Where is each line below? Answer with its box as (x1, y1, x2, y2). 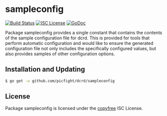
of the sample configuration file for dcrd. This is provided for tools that (5, 35, 150, 41)
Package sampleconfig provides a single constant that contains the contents (5, 29, 163, 35)
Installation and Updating (5, 65, 85, 74)
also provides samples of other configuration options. (5, 51, 115, 57)
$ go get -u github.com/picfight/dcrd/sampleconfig (5, 78, 115, 83)
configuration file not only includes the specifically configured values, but (5, 45, 157, 51)
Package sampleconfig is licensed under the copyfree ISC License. (5, 106, 143, 112)
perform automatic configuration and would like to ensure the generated (5, 40, 154, 46)
